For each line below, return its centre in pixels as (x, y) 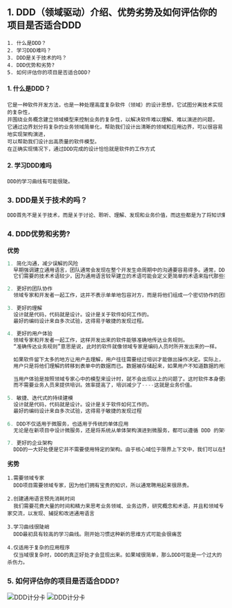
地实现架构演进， (28, 135)
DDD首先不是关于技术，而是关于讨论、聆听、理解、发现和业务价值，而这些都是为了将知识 (115, 215)
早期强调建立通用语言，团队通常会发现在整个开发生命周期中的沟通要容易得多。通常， (116, 270)
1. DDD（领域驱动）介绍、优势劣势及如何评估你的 (112, 12)
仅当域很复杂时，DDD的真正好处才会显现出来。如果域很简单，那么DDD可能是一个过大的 (118, 555)
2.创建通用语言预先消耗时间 (41, 499)
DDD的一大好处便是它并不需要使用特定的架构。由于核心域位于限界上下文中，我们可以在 (118, 450)
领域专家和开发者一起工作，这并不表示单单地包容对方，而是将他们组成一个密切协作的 (116, 295)
